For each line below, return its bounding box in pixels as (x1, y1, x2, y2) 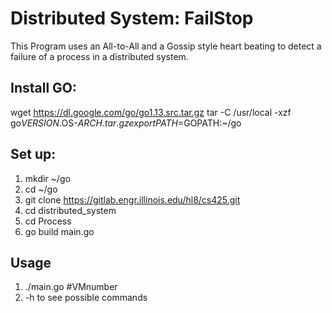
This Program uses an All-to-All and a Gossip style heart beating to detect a (10, 40, 322, 52)
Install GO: (10, 80, 78, 97)
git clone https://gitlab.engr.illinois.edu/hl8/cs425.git (24, 193, 241, 206)
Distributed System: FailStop (10, 7, 254, 30)
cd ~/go (24, 183, 58, 195)
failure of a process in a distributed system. (10, 50, 189, 62)
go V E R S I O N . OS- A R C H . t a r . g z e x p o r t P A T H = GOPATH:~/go (10, 117, 242, 129)
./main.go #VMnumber (24, 281, 118, 293)
